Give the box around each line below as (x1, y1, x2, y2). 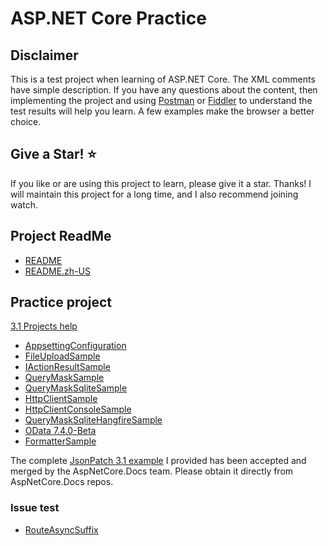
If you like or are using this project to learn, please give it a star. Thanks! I (10, 177, 312, 189)
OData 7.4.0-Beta (24, 425, 97, 437)
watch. (10, 198, 39, 211)
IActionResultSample (24, 361, 111, 373)
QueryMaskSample (24, 372, 105, 384)
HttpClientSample (24, 393, 98, 405)
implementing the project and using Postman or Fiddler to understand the (10, 95, 313, 106)
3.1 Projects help (10, 320, 78, 332)
